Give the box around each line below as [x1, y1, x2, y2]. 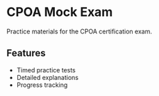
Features [6, 47, 46, 59]
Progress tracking [16, 81, 68, 89]
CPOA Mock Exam [6, 4, 113, 20]
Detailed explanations [16, 73, 79, 81]
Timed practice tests [16, 65, 76, 74]
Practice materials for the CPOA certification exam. [6, 27, 152, 35]
